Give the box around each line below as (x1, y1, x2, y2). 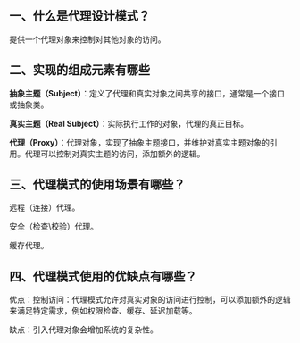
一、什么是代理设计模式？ (9, 8, 150, 24)
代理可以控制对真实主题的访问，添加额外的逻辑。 (24, 148, 205, 159)
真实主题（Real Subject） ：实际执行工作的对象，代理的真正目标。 (9, 118, 248, 129)
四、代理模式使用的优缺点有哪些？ (9, 269, 197, 284)
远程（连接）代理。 (9, 202, 80, 213)
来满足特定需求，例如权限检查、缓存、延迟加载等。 (9, 305, 197, 316)
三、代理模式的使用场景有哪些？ (9, 177, 186, 192)
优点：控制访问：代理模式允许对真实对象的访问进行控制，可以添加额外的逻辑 (9, 294, 291, 305)
